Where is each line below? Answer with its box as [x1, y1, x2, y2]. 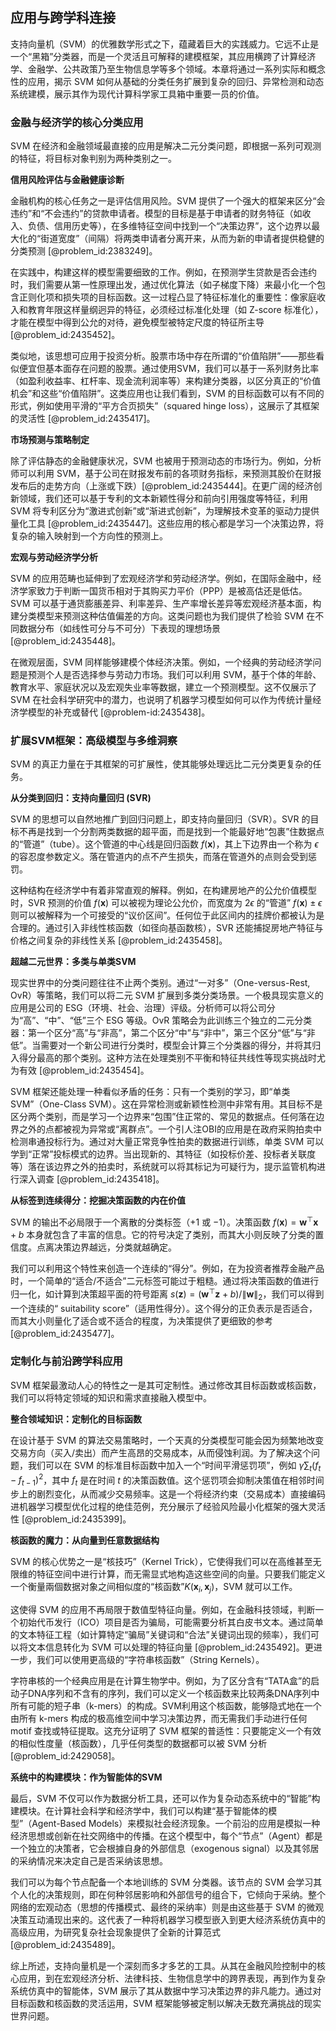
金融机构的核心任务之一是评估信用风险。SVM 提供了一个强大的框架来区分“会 [10, 195, 326, 207]
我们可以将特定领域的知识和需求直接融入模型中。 [10, 1391, 212, 1403]
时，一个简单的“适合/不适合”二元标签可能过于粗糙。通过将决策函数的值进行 [10, 1275, 320, 1287]
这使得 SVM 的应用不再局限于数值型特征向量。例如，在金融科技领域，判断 [10, 1603, 316, 1615]
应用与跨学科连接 [10, 9, 116, 27]
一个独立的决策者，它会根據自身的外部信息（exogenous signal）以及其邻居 [10, 1842, 320, 1854]
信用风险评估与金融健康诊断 [10, 174, 125, 186]
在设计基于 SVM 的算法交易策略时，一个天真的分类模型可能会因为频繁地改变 [10, 1434, 325, 1446]
